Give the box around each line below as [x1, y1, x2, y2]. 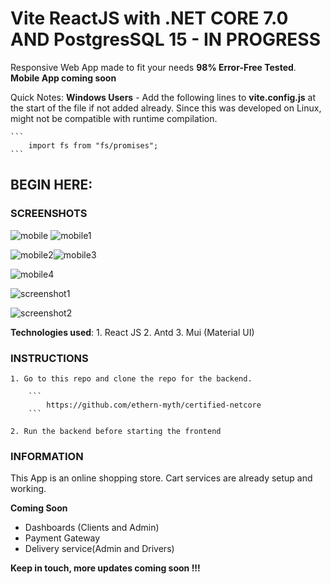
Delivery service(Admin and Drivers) [24, 543, 175, 555]
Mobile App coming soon [10, 72, 117, 84]
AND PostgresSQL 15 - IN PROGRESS [10, 28, 322, 51]
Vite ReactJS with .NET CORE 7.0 [10, 7, 289, 30]
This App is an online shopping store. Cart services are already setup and [10, 472, 313, 484]
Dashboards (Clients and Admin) [24, 522, 160, 534]
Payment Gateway [24, 532, 101, 544]
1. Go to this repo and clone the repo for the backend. [10, 373, 253, 384]
